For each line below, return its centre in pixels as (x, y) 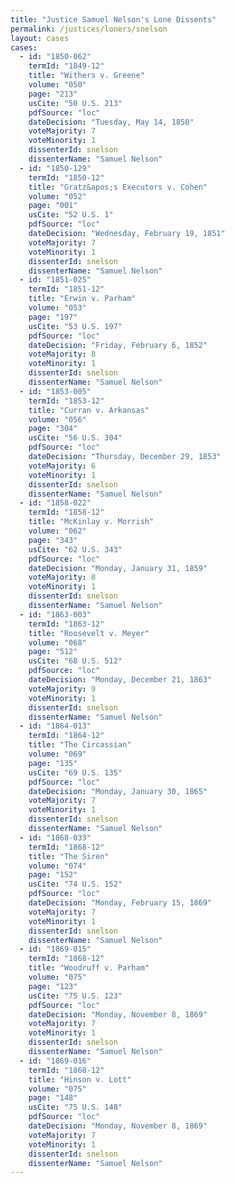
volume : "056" (57, 419)
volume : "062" (57, 531)
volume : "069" (57, 754)
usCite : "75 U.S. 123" (75, 996)
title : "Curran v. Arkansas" (89, 410)
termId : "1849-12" (66, 66)
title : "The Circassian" (80, 745)
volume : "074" (57, 866)
